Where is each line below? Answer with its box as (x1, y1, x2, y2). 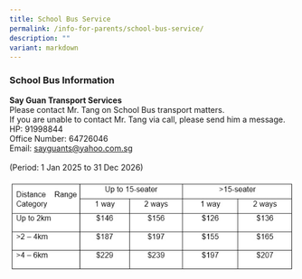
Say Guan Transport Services (9, 95, 122, 106)
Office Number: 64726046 (9, 133, 109, 144)
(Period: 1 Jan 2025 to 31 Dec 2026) (9, 162, 144, 172)
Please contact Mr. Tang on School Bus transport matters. (9, 104, 225, 115)
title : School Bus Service (9, 14, 111, 23)
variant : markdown (9, 43, 79, 52)
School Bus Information (9, 74, 115, 87)
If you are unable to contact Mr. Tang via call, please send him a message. (9, 114, 286, 125)
